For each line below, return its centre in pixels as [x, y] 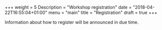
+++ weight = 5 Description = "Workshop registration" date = [68, 7]
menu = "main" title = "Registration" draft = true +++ [103, 12]
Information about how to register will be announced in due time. [72, 22]
